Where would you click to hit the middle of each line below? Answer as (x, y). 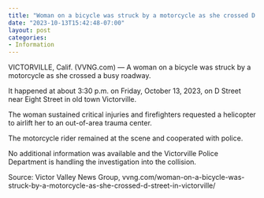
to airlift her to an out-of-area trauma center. (80, 123)
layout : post (30, 30)
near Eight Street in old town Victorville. (73, 99)
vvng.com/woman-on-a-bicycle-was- (183, 177)
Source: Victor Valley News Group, (64, 177)
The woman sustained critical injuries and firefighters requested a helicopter (132, 114)
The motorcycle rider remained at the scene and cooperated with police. (126, 138)
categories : (28, 37)
